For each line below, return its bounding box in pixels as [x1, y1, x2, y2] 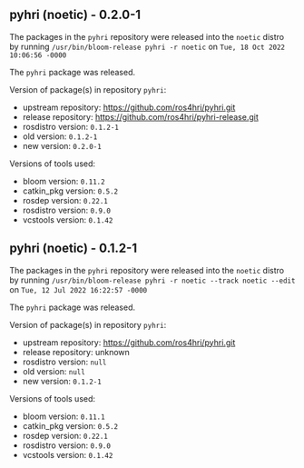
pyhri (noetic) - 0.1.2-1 [9, 241, 138, 256]
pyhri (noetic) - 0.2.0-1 [9, 7, 142, 23]
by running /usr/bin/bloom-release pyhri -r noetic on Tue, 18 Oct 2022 [9, 41, 286, 52]
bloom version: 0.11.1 [22, 411, 106, 422]
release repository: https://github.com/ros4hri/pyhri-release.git [22, 111, 259, 122]
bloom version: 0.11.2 [22, 175, 106, 186]
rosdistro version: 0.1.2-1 [22, 121, 120, 132]
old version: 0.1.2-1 [22, 131, 98, 142]
